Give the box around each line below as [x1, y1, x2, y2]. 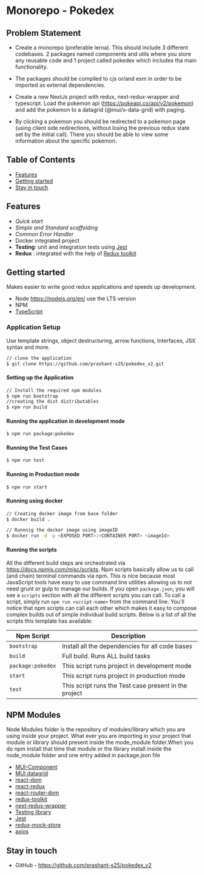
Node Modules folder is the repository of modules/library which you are [6, 726, 186, 733]
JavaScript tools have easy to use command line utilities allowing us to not [6, 579, 192, 586]
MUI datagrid [15, 770, 49, 777]
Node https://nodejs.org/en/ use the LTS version [15, 295, 137, 302]
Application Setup [6, 323, 61, 331]
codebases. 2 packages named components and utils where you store [15, 50, 191, 58]
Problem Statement [6, 28, 81, 38]
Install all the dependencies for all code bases [61, 642, 192, 650]
